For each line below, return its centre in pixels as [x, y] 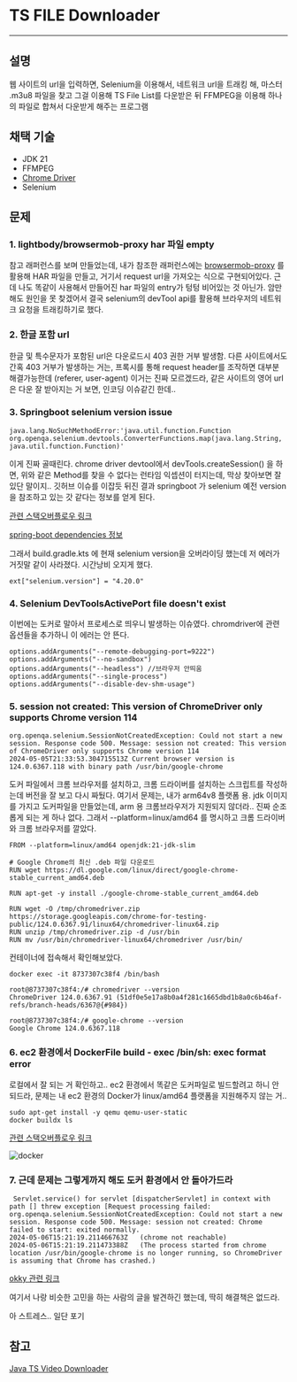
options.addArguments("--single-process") [88, 677]
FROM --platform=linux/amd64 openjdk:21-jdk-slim [103, 845]
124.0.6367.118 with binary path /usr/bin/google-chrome [116, 767]
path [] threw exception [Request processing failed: [110, 1207]
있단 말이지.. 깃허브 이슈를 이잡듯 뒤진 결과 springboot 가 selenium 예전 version [148, 486]
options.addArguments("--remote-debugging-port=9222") [112, 652]
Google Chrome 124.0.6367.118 [65, 1029]
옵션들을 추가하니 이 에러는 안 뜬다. [69, 635]
